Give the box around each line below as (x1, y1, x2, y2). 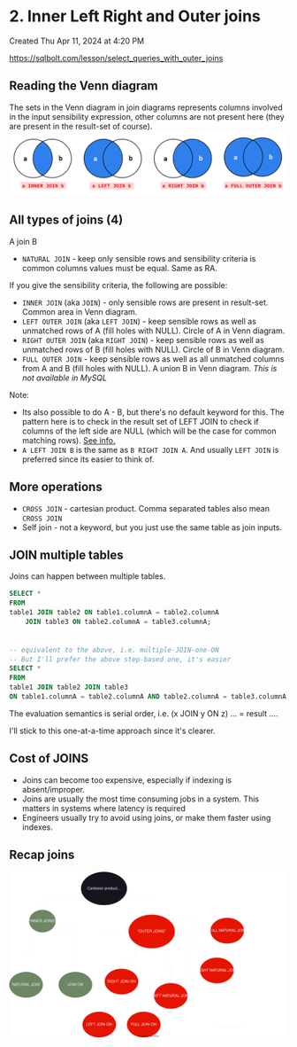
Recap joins (9, 848, 75, 863)
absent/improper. (21, 784, 86, 794)
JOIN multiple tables (9, 548, 124, 563)
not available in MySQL (21, 372, 108, 383)
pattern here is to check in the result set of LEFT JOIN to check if (21, 416, 259, 426)
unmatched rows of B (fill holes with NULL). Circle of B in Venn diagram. (21, 344, 285, 355)
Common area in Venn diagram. (21, 306, 138, 316)
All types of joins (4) (9, 213, 124, 228)
